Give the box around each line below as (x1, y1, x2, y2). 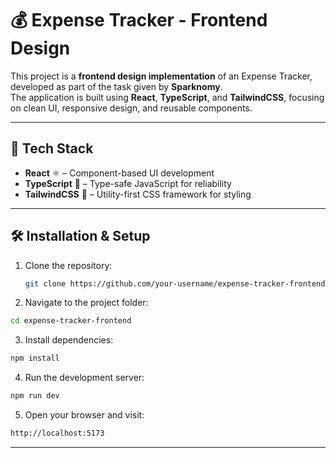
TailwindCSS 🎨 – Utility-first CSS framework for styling (24, 188, 252, 200)
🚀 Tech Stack (10, 140, 94, 157)
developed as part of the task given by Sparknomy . (10, 80, 223, 92)
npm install (10, 353, 60, 364)
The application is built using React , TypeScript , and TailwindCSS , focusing (10, 91, 325, 103)
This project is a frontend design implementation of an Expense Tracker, (10, 70, 313, 82)
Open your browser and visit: (24, 409, 145, 421)
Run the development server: (24, 372, 145, 384)
